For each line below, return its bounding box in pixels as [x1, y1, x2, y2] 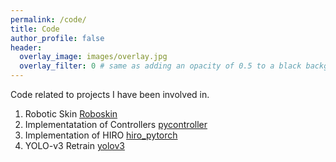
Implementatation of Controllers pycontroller [24, 119, 208, 130]
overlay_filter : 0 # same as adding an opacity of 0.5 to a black [19, 61, 302, 71]
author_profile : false [10, 33, 105, 43]
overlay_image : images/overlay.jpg [19, 52, 168, 62]
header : [10, 42, 43, 53]
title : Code [10, 24, 60, 34]
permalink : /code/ [10, 14, 87, 25]
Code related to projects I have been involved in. [10, 89, 210, 100]
